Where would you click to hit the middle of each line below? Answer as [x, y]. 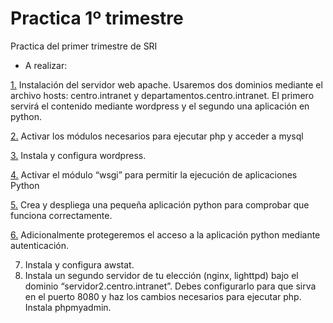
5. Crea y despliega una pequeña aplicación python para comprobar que [160, 204]
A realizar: [46, 65]
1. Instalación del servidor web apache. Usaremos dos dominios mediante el [166, 84]
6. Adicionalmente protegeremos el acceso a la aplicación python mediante [165, 234]
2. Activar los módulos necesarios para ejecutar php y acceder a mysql [157, 136]
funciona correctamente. [61, 215]
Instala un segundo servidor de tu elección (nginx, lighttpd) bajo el [161, 275]
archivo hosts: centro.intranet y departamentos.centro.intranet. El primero [162, 95]
